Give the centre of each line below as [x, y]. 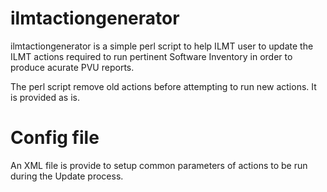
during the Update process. [67, 176]
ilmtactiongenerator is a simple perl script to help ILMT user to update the [162, 46]
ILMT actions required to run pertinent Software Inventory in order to [151, 56]
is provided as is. [45, 97]
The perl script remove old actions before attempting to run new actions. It [163, 86]
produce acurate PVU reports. [72, 67]
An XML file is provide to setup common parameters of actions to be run [159, 165]
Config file [55, 138]
